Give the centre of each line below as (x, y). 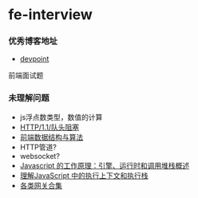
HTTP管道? (38, 147)
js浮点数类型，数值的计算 (61, 117)
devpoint (34, 59)
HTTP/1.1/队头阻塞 (49, 127)
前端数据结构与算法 (51, 137)
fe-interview (51, 15)
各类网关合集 (41, 185)
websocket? (40, 156)
